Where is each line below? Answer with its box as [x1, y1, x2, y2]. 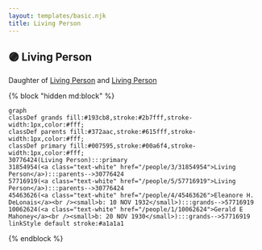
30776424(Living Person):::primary [8, 156, 128, 165]
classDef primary [8, 142, 67, 150]
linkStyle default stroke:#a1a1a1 [8, 219, 125, 228]
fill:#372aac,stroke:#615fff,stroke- [69, 128, 197, 136]
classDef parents [8, 128, 67, 136]
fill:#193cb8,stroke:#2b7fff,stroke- [65, 114, 193, 122]
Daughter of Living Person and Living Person [8, 76, 157, 85]
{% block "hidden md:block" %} [8, 91, 115, 101]
